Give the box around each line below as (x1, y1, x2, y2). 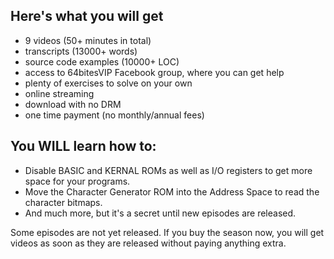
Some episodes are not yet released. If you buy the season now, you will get (10, 226, 325, 238)
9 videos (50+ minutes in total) (24, 34, 152, 46)
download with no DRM (24, 98, 122, 110)
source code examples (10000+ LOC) (24, 55, 180, 68)
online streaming (24, 87, 95, 99)
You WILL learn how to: (10, 138, 157, 155)
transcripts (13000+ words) (24, 45, 138, 57)
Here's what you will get (10, 8, 164, 25)
